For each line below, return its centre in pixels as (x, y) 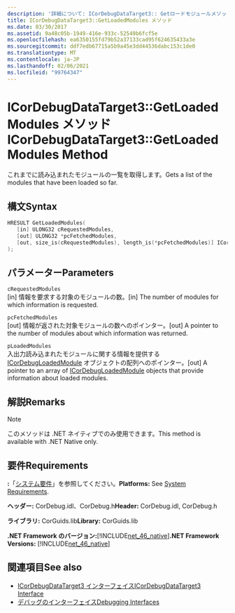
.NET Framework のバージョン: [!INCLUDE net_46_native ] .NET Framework (113, 536)
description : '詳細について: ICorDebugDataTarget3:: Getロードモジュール (109, 14)
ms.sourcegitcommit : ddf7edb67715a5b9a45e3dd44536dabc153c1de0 (101, 46)
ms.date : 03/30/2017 (37, 27)
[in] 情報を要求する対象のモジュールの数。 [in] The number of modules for (113, 297)
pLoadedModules (29, 346)
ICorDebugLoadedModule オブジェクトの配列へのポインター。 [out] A (107, 363)
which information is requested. (53, 305)
